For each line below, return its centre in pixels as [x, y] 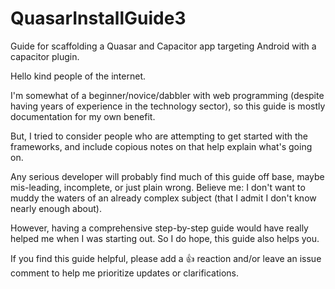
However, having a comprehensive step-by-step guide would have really [159, 228]
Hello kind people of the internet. [78, 76]
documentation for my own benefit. [83, 116]
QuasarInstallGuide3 [98, 18]
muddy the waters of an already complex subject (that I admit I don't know [163, 198]
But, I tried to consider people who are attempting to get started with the [159, 136]
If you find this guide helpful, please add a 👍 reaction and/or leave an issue [166, 258]
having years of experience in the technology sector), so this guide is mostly [168, 106]
